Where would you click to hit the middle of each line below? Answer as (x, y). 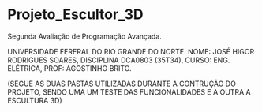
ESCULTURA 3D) (35, 100)
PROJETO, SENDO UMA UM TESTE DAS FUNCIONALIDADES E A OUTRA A (129, 91)
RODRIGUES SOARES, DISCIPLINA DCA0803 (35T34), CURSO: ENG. (119, 60)
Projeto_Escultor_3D (75, 15)
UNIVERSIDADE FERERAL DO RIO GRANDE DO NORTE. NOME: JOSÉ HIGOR (131, 51)
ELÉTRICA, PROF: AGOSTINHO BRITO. (69, 68)
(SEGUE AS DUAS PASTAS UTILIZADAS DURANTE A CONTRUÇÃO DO (122, 84)
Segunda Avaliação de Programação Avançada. (85, 36)
